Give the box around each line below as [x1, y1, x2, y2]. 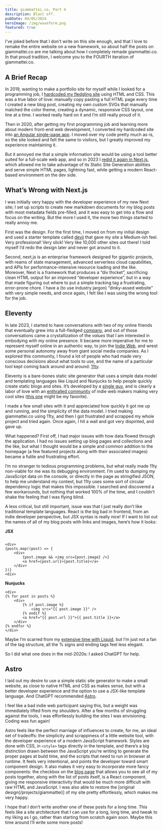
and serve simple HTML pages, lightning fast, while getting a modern [5, 167, 143, 172]
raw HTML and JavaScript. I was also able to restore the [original [5, 784, 135, 790]
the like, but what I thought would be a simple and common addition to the [5, 443, 153, 449]
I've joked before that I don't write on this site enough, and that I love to [5, 38, 148, 44]
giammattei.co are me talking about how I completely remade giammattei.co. [5, 49, 158, 55]
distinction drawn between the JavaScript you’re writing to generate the [5, 748, 149, 754]
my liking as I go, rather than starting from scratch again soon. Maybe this [5, 814, 153, 820]
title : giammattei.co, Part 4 [5, 7, 66, 12]
